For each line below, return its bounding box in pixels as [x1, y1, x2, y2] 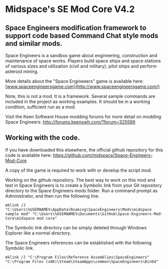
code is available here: [5, 152, 52, 158]
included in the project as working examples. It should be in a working [5, 99, 150, 104]
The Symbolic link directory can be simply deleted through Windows [5, 224, 147, 230]
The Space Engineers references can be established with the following [5, 239, 152, 245]
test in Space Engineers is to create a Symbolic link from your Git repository [5, 182, 162, 188]
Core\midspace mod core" [5, 216, 57, 221]
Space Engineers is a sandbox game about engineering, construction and [5, 53, 157, 58]
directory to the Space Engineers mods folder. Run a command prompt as [5, 187, 158, 194]
